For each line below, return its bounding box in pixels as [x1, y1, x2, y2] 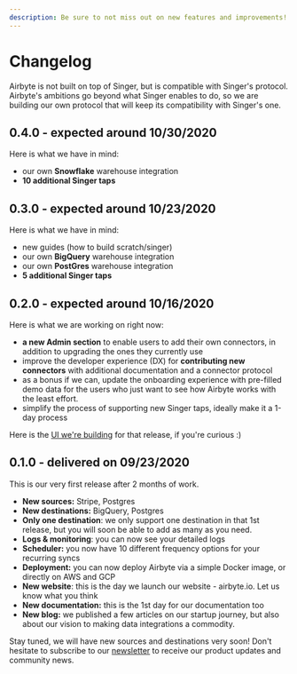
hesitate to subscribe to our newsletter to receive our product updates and [9, 645, 282, 655]
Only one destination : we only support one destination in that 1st [21, 514, 260, 525]
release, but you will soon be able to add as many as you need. [21, 524, 253, 535]
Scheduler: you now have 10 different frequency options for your [21, 543, 260, 553]
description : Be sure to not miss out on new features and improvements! [9, 12, 288, 22]
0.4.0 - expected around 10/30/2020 [9, 125, 217, 140]
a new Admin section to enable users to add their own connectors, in [21, 337, 277, 347]
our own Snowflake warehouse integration [21, 166, 179, 177]
